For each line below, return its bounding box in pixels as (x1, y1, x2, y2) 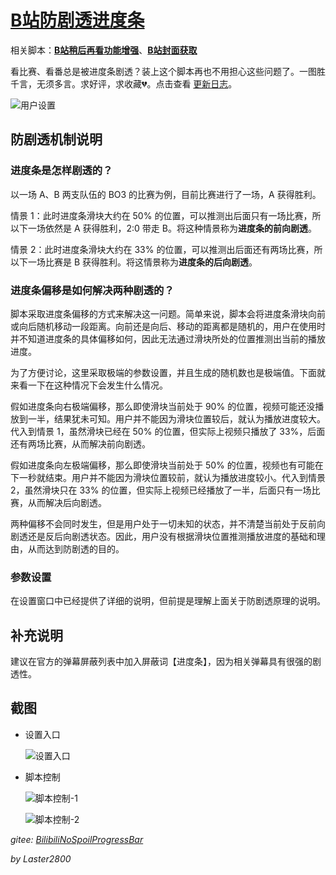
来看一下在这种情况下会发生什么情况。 (10, 379, 168, 391)
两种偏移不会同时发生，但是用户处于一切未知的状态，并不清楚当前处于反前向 (10, 517, 326, 530)
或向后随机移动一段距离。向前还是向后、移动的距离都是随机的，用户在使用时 (10, 320, 326, 332)
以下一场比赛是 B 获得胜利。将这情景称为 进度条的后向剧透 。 (10, 256, 258, 268)
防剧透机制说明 (10, 131, 103, 148)
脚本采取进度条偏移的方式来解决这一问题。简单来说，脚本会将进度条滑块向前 (10, 307, 326, 320)
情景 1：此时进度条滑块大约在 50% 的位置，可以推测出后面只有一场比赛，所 (10, 209, 322, 221)
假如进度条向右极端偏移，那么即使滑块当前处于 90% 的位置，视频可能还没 (10, 400, 316, 412)
